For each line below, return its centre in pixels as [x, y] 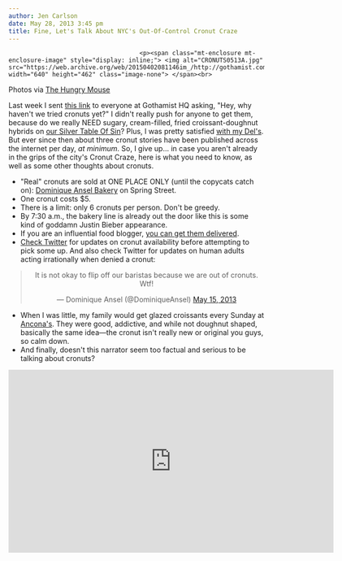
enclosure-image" [38, 61]
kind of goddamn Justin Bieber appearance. [94, 225]
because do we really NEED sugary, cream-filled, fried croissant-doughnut [133, 123]
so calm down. [45, 341]
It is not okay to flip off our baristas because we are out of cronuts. [147, 275]
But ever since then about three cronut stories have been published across [133, 140]
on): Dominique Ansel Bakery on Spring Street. [98, 190]
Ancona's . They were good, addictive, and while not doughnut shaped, [139, 324]
